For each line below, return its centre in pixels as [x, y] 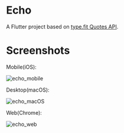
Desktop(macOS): [28, 90]
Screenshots [38, 51]
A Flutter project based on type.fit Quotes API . [62, 27]
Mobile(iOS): [21, 67]
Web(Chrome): [24, 112]
